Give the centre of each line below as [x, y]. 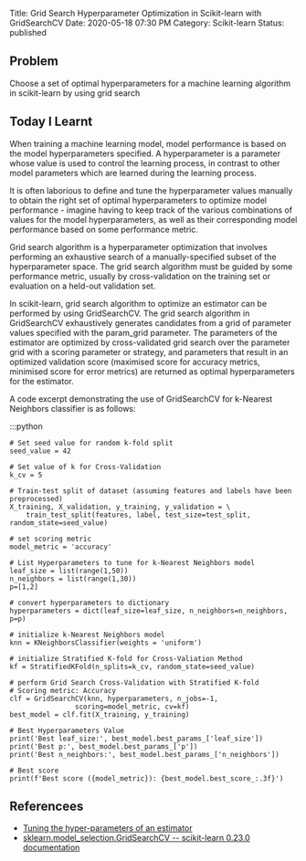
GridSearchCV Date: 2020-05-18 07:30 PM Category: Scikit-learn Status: [147, 23]
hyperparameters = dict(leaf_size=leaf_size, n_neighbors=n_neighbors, [148, 611]
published [28, 32]
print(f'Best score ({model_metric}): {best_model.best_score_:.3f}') [147, 778]
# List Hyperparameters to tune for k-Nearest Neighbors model [132, 562]
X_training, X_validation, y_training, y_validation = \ [120, 507]
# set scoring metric [51, 539]
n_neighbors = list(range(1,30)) [73, 579]
